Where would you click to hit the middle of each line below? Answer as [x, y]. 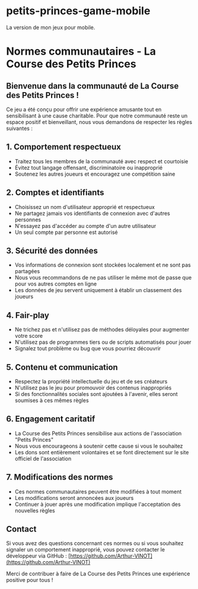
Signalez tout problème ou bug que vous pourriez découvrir [88, 349]
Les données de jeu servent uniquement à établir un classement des [98, 290]
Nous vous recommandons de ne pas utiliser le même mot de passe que [103, 278]
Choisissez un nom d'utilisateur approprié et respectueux [85, 207]
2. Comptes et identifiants [55, 193]
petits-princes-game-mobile [78, 11]
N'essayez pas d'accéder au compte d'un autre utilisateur [85, 226]
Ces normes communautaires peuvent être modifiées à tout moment [98, 492]
